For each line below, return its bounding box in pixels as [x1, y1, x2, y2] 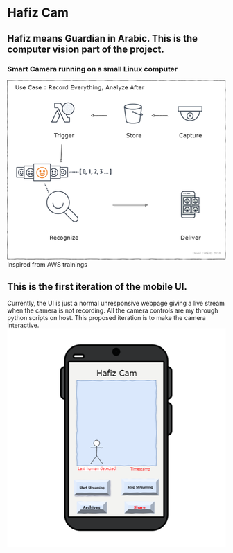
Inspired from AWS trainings [7, 261, 88, 269]
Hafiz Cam [7, 5, 69, 21]
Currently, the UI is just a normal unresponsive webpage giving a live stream [7, 299, 225, 308]
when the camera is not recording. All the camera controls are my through [7, 306, 218, 315]
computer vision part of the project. [7, 43, 165, 55]
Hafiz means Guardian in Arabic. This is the [7, 33, 198, 44]
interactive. [7, 321, 40, 330]
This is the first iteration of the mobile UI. [7, 281, 187, 292]
